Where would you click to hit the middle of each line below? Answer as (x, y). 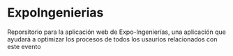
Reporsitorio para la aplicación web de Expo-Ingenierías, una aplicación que (117, 32)
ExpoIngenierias (55, 13)
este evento (24, 46)
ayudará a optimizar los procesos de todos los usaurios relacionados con (112, 39)
